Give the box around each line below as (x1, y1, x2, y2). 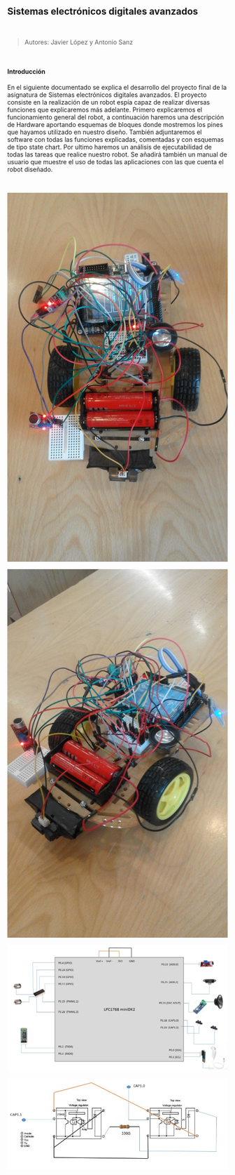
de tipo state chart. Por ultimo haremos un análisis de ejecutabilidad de (7, 143, 212, 152)
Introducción (7, 67, 45, 76)
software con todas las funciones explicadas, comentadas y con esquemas (7, 135, 225, 144)
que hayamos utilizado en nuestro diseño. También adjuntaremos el (7, 128, 202, 136)
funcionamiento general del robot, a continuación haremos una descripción (7, 113, 225, 121)
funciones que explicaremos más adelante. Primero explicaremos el (7, 105, 203, 114)
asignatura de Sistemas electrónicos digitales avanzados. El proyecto (7, 91, 207, 99)
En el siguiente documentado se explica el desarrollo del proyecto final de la (7, 84, 227, 92)
